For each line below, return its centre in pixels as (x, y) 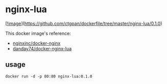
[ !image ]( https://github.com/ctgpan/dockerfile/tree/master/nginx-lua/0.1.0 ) (84, 23)
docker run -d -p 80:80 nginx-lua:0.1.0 (49, 76)
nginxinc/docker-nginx (37, 43)
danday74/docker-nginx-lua (42, 48)
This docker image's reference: (38, 33)
